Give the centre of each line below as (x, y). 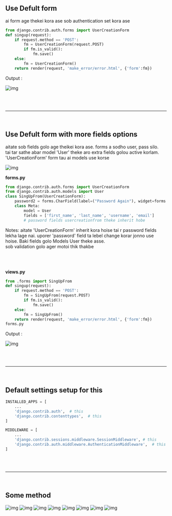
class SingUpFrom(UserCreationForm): (46, 196)
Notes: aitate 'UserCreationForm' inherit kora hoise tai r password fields (81, 230)
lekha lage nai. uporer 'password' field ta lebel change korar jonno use (80, 235)
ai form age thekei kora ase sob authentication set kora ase (68, 21)
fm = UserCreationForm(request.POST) (64, 45)
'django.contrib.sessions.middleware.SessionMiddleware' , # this (86, 440)
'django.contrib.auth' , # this (49, 411)
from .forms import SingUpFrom (39, 281)
